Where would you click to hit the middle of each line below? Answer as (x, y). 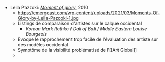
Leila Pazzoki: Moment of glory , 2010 (49, 7)
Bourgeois (36, 34)
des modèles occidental (43, 45)
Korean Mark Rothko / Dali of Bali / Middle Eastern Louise (86, 29)
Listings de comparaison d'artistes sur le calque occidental (80, 23)
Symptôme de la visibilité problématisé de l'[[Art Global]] (77, 50)
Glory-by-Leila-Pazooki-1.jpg (48, 18)
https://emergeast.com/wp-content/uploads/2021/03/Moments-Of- (89, 13)
